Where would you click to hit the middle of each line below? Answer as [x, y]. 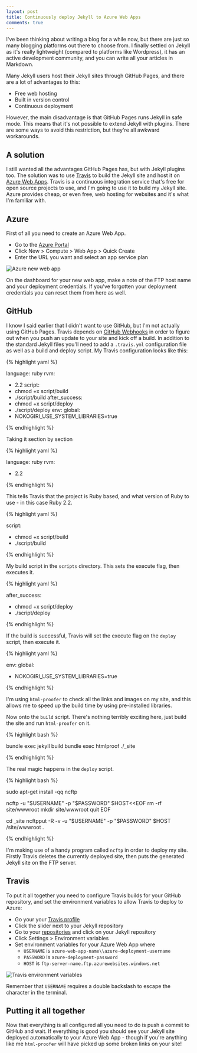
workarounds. [23, 136]
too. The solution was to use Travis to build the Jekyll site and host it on [93, 175]
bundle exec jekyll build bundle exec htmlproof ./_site [71, 746]
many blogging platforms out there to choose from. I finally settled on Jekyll [98, 45]
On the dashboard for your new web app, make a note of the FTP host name [99, 280]
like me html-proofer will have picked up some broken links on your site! [94, 1044]
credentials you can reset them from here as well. [66, 292]
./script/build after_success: [48, 397]
